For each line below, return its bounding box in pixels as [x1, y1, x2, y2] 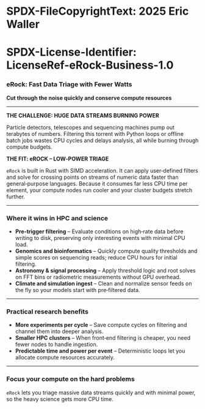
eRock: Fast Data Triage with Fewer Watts [6, 80, 132, 89]
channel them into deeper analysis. [15, 328, 104, 335]
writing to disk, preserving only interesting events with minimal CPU [15, 234, 185, 241]
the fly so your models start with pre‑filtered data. [15, 286, 140, 293]
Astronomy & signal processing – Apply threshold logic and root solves [15, 266, 196, 274]
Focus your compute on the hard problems [6, 375, 135, 383]
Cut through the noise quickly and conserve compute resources [6, 94, 172, 102]
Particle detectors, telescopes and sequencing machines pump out [6, 124, 175, 131]
